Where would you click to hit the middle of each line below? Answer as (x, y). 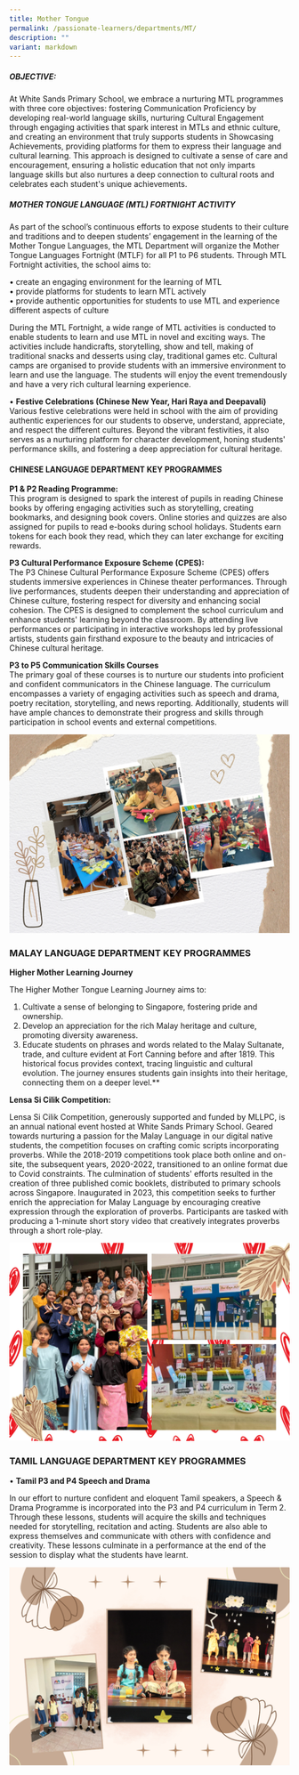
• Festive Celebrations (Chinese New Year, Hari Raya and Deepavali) (138, 401)
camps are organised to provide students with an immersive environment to (148, 366)
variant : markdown (43, 47)
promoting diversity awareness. (80, 1035)
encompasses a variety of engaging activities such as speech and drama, (144, 693)
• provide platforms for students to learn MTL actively (108, 292)
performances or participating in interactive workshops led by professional (146, 629)
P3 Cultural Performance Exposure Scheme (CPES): (107, 563)
